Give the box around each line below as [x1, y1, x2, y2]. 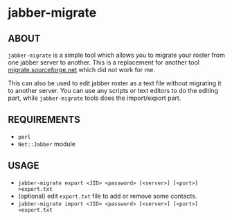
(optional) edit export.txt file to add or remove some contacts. [17, 192, 197, 200]
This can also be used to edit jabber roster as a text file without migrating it [8, 79, 222, 87]
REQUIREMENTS [8, 114, 80, 126]
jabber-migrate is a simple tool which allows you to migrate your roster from [8, 51, 226, 59]
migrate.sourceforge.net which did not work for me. [8, 66, 155, 74]
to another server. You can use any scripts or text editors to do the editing [8, 87, 219, 94]
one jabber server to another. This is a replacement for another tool [8, 58, 199, 67]
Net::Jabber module [17, 139, 75, 148]
